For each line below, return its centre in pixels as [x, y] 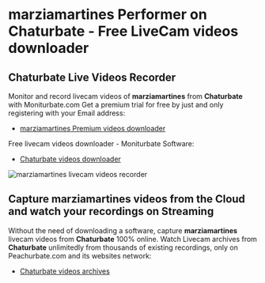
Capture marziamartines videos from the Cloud [127, 199]
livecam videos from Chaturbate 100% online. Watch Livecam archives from [132, 239]
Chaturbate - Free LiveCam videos [123, 31]
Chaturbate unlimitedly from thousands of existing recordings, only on [123, 247]
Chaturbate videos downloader [70, 159]
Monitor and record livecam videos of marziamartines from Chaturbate [125, 96]
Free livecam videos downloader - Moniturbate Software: [101, 143]
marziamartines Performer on [108, 15]
